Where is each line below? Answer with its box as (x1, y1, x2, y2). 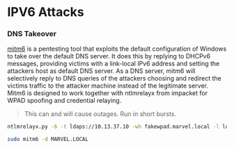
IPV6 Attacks (7, 4, 85, 20)
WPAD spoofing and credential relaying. (7, 97, 122, 105)
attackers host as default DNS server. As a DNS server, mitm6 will (7, 67, 196, 75)
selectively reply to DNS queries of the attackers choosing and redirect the (7, 74, 221, 83)
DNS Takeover (7, 29, 57, 39)
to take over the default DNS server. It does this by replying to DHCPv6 (7, 52, 211, 60)
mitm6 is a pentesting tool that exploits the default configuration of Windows (7, 44, 227, 53)
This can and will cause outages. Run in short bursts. (24, 110, 176, 118)
